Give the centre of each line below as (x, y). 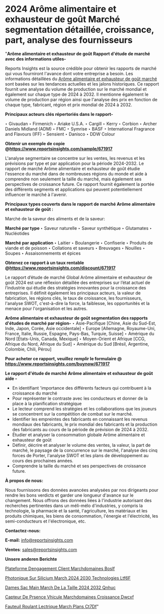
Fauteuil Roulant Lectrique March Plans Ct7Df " (52, 606)
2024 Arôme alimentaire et (61, 9)
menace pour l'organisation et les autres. (46, 308)
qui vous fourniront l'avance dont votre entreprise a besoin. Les (69, 73)
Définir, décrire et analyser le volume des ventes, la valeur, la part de (81, 445)
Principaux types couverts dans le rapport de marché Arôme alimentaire (80, 204)
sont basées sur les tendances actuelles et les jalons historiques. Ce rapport (82, 84)
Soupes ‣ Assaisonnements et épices (43, 253)
